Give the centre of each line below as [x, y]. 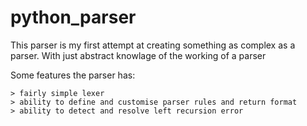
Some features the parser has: [73, 75]
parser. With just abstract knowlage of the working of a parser [138, 55]
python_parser [73, 17]
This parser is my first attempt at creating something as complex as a [153, 45]
